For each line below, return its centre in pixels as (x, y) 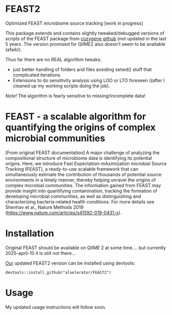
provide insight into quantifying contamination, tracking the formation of (81, 191)
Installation (30, 234)
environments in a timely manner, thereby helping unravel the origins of (81, 180)
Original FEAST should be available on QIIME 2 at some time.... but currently (85, 248)
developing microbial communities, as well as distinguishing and (73, 196)
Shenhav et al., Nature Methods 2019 (44, 207)
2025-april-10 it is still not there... (41, 253)
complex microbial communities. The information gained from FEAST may (83, 185)
